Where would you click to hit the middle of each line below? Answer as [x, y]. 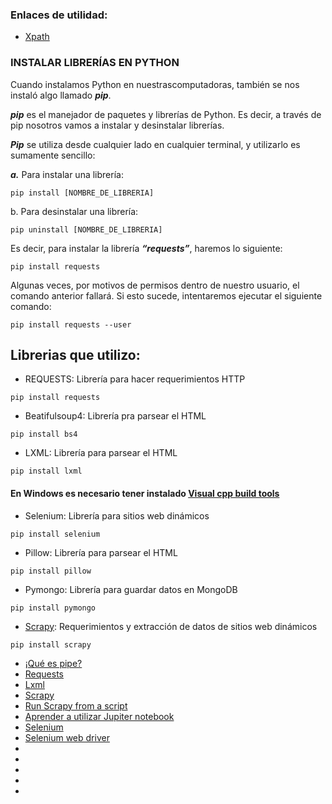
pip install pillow [51, 571]
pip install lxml [46, 471]
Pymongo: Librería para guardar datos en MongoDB [131, 589]
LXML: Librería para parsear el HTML [101, 453]
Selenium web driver [67, 737]
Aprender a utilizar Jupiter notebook [99, 716]
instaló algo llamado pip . [61, 95]
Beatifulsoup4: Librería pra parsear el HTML [115, 416]
